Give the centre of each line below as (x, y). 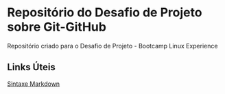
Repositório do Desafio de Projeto (105, 13)
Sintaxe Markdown (34, 84)
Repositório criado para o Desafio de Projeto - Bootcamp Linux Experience (113, 46)
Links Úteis (32, 67)
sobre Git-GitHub (57, 27)
